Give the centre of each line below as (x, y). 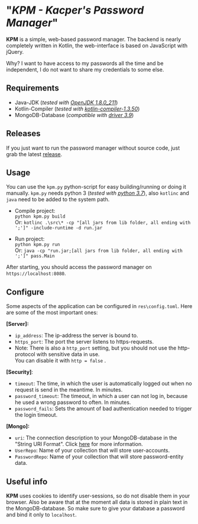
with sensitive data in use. (68, 354)
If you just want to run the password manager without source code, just (93, 148)
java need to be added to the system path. (58, 199)
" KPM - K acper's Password (75, 10)
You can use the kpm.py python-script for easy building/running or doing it (96, 187)
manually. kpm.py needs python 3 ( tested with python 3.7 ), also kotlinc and (98, 193)
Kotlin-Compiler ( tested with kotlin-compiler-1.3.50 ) (77, 109)
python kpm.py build (40, 216)
